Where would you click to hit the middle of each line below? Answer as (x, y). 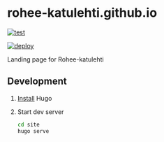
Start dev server (40, 112)
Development (37, 81)
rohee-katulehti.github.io (82, 13)
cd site (28, 125)
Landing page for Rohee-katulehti (55, 59)
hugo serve (33, 131)
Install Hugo (35, 98)
